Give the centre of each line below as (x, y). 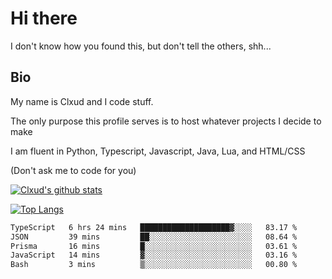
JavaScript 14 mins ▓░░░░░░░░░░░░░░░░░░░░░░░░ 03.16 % (154, 255)
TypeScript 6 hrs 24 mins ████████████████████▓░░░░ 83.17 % (154, 227)
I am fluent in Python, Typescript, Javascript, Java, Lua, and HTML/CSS (158, 151)
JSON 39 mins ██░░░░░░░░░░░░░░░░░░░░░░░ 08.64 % (154, 237)
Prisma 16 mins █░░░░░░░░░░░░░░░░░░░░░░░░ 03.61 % (154, 246)
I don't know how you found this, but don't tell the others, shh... (141, 46)
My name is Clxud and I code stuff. (82, 101)
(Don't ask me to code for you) (73, 170)
